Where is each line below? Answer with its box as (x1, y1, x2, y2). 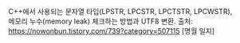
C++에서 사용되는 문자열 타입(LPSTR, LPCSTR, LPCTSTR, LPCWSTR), (8, 7, 233, 16)
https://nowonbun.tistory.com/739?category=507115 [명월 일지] (8, 27, 215, 35)
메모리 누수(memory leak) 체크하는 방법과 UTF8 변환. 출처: (8, 16, 193, 26)
